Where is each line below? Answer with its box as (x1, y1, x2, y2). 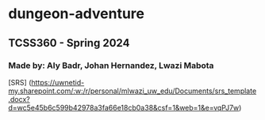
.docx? (8, 94, 30, 103)
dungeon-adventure (8, 5, 145, 23)
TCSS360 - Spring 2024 (8, 36, 130, 50)
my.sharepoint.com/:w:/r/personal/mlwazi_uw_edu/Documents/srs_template (8, 86, 257, 96)
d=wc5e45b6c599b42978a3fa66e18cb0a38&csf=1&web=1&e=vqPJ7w (8, 103, 240, 112)
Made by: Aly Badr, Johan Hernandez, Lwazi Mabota (8, 60, 214, 71)
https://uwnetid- (31, 77, 85, 87)
